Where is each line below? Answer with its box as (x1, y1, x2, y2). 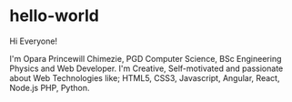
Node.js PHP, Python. (9, 82, 90, 93)
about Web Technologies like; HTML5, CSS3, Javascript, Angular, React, (9, 72, 280, 83)
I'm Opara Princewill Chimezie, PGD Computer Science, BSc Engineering (9, 53, 282, 64)
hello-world (9, 5, 100, 26)
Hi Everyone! (9, 36, 57, 46)
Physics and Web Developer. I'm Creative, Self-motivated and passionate (9, 63, 284, 74)
